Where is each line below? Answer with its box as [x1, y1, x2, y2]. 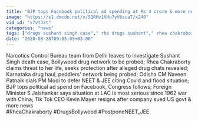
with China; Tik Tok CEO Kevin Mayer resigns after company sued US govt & [6, 96, 192, 103]
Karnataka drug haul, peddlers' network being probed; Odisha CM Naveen [6, 71, 187, 78]
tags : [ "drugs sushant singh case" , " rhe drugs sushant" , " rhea [6, 31, 167, 36]
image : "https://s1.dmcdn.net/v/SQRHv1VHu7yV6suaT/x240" [6, 14, 149, 20]
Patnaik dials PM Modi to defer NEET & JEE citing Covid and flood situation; [6, 77, 190, 84]
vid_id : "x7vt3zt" [6, 19, 51, 25]
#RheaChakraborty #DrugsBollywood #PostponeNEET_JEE [6, 108, 150, 115]
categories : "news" [6, 25, 54, 31]
